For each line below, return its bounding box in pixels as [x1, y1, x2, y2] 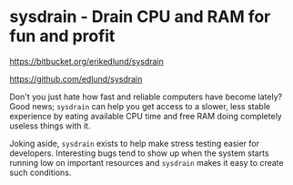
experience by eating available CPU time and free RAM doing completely [9, 110, 282, 121]
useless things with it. [9, 120, 91, 131]
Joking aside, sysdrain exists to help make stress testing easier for [9, 138, 259, 149]
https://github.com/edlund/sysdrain [9, 73, 143, 84]
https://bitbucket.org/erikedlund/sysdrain [9, 56, 164, 67]
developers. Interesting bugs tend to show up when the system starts [9, 148, 270, 159]
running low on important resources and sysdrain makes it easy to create [9, 157, 284, 168]
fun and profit [9, 26, 116, 46]
